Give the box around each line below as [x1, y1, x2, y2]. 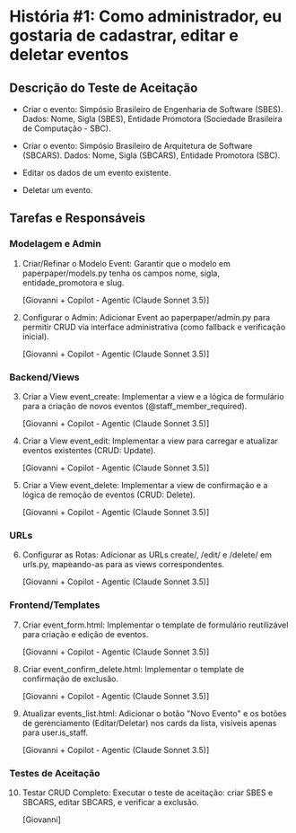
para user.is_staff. [22, 727, 88, 738]
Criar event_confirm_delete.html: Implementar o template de [22, 663, 245, 674]
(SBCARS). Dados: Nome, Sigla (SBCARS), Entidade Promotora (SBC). [22, 150, 281, 161]
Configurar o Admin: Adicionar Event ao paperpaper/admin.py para [22, 311, 271, 322]
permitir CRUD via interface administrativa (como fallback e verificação [22, 321, 286, 332]
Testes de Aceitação [9, 767, 100, 779]
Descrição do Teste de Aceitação [9, 80, 198, 95]
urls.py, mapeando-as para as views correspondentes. [22, 559, 225, 570]
